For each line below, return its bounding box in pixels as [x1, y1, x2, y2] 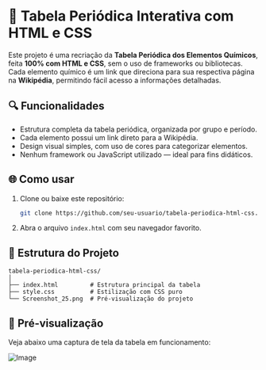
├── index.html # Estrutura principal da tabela [8, 281, 201, 289]
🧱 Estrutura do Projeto [8, 246, 119, 260]
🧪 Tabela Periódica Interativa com [8, 7, 234, 25]
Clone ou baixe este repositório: [19, 193, 125, 203]
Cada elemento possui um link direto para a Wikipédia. [19, 132, 199, 142]
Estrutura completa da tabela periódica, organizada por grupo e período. [19, 124, 258, 134]
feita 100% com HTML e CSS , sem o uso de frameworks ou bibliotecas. [8, 59, 244, 68]
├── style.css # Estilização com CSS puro [8, 288, 183, 296]
